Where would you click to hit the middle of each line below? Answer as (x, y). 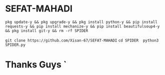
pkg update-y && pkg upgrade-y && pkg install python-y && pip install (81, 22)
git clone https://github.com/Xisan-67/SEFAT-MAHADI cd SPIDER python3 (82, 40)
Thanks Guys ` (36, 65)
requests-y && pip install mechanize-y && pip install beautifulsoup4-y (82, 26)
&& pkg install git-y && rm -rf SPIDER (47, 30)
